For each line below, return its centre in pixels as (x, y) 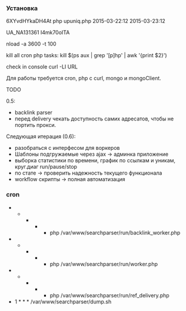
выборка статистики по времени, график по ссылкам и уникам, (95, 161)
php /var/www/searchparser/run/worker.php (104, 264)
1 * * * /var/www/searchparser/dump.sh (63, 302)
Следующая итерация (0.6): (41, 136)
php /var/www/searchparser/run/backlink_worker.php (115, 233)
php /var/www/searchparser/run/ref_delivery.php (109, 295)
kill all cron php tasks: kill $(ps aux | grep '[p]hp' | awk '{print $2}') (87, 55)
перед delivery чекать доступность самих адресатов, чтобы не (94, 119)
